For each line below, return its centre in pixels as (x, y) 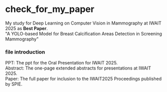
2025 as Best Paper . (27, 28)
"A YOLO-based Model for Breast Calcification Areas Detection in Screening (83, 33)
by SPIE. (14, 84)
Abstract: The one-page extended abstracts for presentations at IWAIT (78, 68)
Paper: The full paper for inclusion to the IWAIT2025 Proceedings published (83, 79)
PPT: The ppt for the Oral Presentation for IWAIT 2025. (61, 63)
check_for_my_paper (50, 9)
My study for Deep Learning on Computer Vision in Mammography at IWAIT (83, 23)
